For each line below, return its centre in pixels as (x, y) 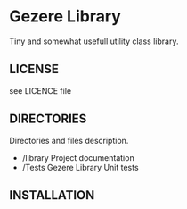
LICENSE (34, 69)
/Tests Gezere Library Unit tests (81, 167)
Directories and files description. (69, 140)
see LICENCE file (41, 90)
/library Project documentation (78, 157)
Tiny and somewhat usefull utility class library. (94, 41)
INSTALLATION (52, 195)
